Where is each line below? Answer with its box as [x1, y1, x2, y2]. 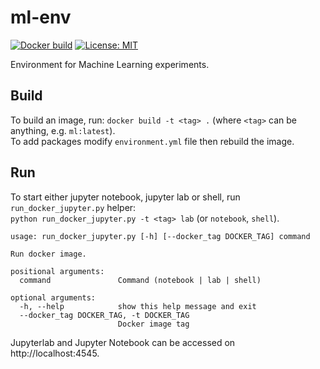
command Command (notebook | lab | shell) [19, 275, 262, 285]
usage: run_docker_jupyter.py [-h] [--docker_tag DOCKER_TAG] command [10, 231, 311, 241]
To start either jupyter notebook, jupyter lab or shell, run [10, 191, 241, 203]
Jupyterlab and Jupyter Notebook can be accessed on [10, 336, 236, 348]
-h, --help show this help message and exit [19, 301, 257, 311]
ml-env [10, 6, 72, 29]
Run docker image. [10, 249, 87, 259]
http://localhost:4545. [10, 347, 100, 359]
